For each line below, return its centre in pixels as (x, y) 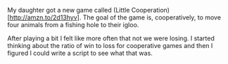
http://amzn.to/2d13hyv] (44, 17)
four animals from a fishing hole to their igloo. (73, 25)
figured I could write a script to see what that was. (80, 53)
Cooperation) (151, 10)
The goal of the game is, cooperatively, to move (152, 17)
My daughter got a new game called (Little (69, 10)
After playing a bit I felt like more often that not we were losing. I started (111, 38)
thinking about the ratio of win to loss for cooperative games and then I (110, 46)
